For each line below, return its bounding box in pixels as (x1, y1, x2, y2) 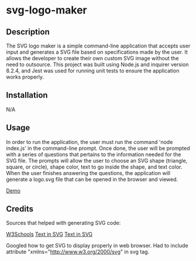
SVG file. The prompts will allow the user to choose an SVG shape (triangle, (6, 157, 188, 164)
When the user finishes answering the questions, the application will (6, 169, 171, 176)
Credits (6, 204, 34, 214)
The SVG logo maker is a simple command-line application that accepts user (6, 42, 191, 49)
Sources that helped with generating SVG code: (6, 219, 121, 226)
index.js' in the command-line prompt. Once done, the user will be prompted (6, 145, 190, 152)
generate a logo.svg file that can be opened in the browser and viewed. (6, 176, 178, 183)
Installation (6, 90, 48, 100)
